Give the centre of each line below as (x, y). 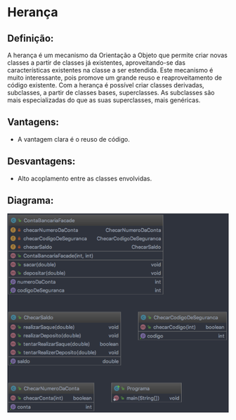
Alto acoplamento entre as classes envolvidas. (85, 178)
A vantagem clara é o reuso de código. (73, 139)
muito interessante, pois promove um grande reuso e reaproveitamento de (115, 78)
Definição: (31, 38)
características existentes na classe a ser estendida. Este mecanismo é (110, 70)
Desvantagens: (41, 162)
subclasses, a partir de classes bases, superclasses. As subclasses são (111, 93)
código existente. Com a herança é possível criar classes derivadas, (106, 85)
